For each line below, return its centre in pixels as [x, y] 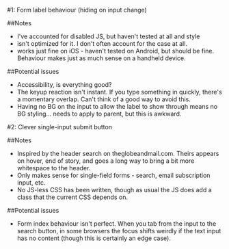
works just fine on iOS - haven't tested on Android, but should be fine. [115, 51]
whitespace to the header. [54, 168]
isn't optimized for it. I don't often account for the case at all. [102, 43]
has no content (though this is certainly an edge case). [94, 238]
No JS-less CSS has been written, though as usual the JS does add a [114, 190]
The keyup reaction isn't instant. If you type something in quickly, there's [119, 92]
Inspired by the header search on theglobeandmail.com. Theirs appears [118, 154]
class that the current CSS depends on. [72, 197]
